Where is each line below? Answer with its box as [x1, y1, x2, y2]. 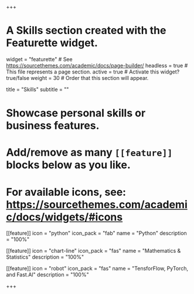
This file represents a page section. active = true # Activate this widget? [6, 68, 180, 75]
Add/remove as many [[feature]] [6, 146, 173, 159]
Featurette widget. [6, 36, 98, 50]
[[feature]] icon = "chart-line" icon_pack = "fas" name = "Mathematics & [6, 248, 181, 255]
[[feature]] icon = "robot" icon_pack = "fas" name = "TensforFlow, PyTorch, [6, 265, 189, 272]
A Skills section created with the [6, 24, 166, 37]
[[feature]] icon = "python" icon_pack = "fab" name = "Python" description [6, 230, 188, 237]
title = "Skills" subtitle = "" [6, 86, 69, 93]
